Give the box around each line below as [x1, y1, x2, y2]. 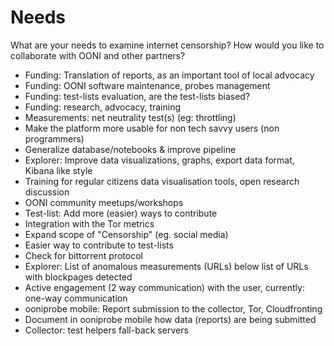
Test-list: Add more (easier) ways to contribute [24, 207, 218, 219]
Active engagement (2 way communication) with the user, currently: [24, 281, 305, 293]
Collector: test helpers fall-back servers [24, 324, 189, 336]
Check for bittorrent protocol [24, 249, 143, 261]
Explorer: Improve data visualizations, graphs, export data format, [24, 154, 295, 166]
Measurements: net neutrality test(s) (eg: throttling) [24, 111, 237, 123]
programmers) [24, 132, 85, 145]
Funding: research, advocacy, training [24, 101, 182, 113]
